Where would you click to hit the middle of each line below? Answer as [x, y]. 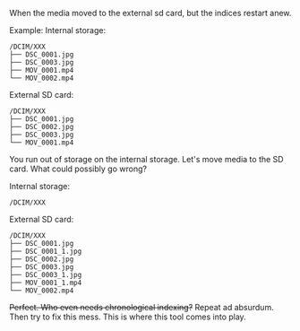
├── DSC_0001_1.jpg [46, 251]
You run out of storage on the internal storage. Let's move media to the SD [146, 159]
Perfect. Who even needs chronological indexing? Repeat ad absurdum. [142, 307]
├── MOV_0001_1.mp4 [46, 283]
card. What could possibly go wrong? [78, 169]
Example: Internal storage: [58, 30]
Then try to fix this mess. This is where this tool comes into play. [128, 317]
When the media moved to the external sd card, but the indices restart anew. [150, 13]
